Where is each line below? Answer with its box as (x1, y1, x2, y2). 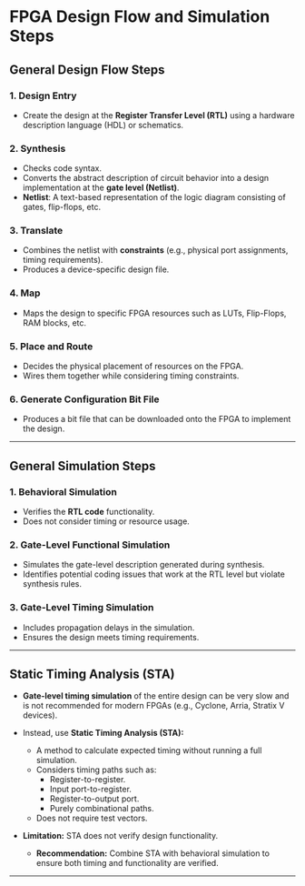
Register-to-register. (49, 774, 126, 785)
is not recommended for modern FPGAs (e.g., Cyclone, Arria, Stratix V (22, 700, 285, 711)
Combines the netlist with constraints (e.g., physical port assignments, (22, 245, 289, 256)
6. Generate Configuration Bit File (9, 393, 161, 406)
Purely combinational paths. (49, 803, 154, 814)
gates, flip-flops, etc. (22, 202, 102, 213)
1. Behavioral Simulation (9, 485, 118, 498)
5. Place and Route (9, 339, 93, 352)
